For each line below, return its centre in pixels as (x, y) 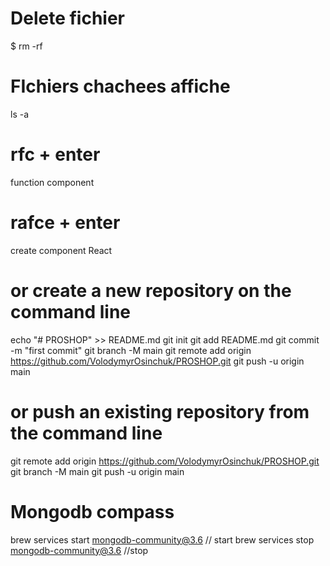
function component (52, 182)
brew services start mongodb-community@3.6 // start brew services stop (162, 539)
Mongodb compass (92, 511)
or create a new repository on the (151, 290)
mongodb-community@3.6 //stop (79, 550)
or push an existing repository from (160, 411)
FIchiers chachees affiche (120, 86)
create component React (61, 250)
